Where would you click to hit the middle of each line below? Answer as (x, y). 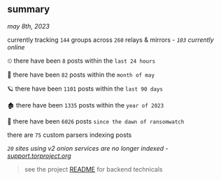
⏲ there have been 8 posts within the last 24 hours (81, 61)
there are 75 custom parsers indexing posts (70, 135)
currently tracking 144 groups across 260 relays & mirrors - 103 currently (111, 40)
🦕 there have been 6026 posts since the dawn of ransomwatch (96, 121)
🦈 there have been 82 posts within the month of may (81, 75)
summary (29, 9)
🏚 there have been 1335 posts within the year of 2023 (86, 105)
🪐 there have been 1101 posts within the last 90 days (85, 89)
